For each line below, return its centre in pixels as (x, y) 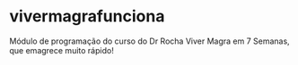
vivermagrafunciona (87, 16)
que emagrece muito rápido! (61, 50)
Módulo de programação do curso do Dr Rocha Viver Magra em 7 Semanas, (149, 41)
